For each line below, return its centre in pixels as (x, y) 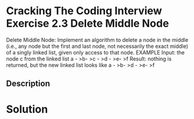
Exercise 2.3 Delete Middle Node (88, 23)
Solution (27, 109)
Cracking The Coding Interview (84, 11)
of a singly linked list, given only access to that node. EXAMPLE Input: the (95, 52)
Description (28, 84)
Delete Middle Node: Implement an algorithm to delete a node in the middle (97, 40)
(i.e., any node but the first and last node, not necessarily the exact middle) (97, 46)
